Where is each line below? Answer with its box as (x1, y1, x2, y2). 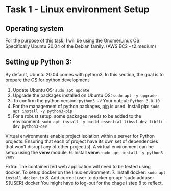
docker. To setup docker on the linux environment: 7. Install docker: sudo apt (5, 169, 166, 175)
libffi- (149, 119, 165, 124)
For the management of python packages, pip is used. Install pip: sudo (12, 103, 160, 109)
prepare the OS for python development (5, 77, 89, 83)
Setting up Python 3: (5, 58, 72, 67)
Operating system (5, 24, 64, 33)
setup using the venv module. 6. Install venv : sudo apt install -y (5, 149, 145, 155)
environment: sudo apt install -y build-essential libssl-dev (12, 118, 147, 124)
